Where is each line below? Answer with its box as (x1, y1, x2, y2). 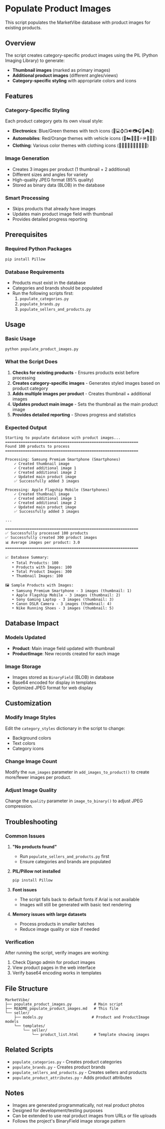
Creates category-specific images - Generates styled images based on (12, 380, 160, 386)
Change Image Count (5, 758, 57, 765)
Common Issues (5, 832, 46, 839)
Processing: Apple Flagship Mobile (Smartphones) (5, 487, 110, 492)
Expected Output (5, 424, 47, 431)
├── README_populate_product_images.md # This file (5, 1006, 119, 1011)
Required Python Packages (5, 245, 72, 252)
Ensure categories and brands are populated (19, 859, 111, 864)
